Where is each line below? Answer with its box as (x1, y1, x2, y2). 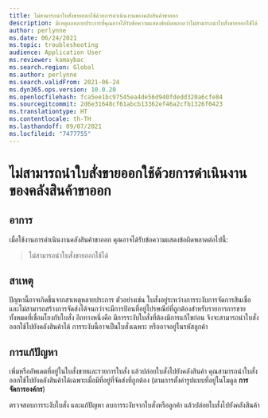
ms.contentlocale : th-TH (9, 115, 91, 123)
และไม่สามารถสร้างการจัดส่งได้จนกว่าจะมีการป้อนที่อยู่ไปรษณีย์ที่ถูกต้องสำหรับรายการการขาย (9, 304, 246, 314)
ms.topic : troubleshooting (9, 41, 99, 49)
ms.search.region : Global (9, 64, 95, 72)
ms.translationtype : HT (9, 108, 88, 116)
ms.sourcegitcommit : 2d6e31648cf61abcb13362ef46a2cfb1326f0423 (9, 100, 223, 108)
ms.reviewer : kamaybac (9, 56, 84, 64)
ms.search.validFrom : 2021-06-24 (9, 78, 120, 86)
